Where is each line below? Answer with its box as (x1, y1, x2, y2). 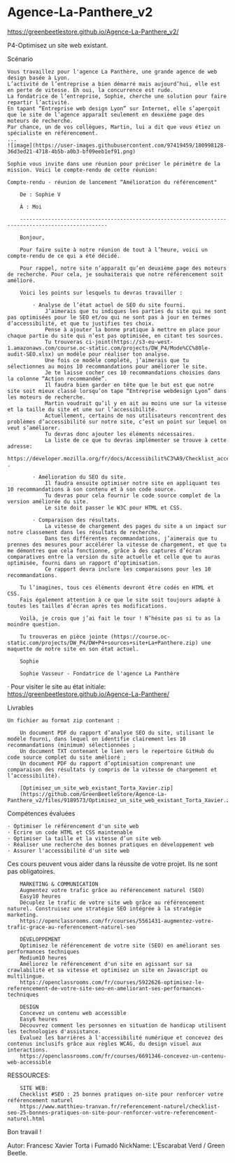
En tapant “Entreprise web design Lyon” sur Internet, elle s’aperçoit (7, 105, 220, 112)
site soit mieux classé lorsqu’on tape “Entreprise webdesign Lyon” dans (7, 387, 227, 394)
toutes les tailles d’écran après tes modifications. (7, 602, 168, 609)
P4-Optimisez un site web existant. (7, 41, 108, 49)
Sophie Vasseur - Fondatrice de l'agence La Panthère (20, 670, 180, 677)
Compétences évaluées (7, 809, 76, 818)
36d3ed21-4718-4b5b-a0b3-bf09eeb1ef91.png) (7, 148, 136, 155)
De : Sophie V (20, 191, 61, 198)
